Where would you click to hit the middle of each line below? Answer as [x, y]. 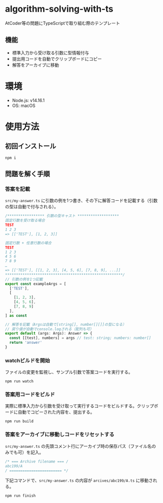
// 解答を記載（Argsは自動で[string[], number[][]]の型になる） [66, 324]
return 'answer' [26, 343]
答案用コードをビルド [30, 395]
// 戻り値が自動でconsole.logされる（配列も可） [49, 329]
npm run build [19, 421]
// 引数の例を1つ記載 [24, 279]
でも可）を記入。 [26, 452]
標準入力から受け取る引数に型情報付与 [50, 53]
